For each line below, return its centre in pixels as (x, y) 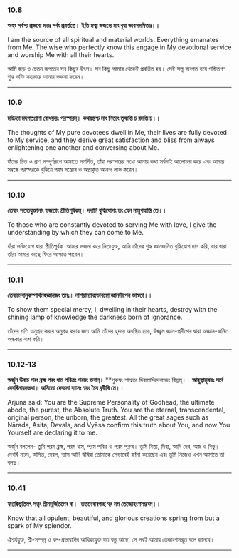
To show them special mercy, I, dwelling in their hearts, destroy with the (112, 310)
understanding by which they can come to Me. (76, 232)
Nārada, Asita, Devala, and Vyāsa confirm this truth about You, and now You (119, 425)
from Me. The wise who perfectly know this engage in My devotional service (119, 47)
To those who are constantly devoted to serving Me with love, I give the (112, 224)
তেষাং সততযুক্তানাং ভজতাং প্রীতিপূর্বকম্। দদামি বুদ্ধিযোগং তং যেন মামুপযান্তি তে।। (87, 210)
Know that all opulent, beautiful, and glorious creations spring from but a (114, 518)
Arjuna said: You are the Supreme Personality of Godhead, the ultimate (111, 402)
